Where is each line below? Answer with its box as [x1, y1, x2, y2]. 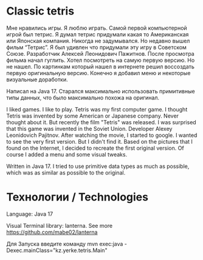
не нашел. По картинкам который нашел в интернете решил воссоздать [6, 62, 194, 70]
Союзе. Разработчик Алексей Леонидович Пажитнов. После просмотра [6, 50, 194, 57]
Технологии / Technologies [6, 190, 149, 204]
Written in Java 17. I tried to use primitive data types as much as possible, [6, 162, 190, 170]
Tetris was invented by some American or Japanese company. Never [6, 112, 179, 119]
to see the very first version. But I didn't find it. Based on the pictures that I [6, 138, 193, 145]
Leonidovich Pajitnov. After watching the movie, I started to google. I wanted [6, 132, 198, 139]
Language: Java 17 [6, 210, 53, 218]
